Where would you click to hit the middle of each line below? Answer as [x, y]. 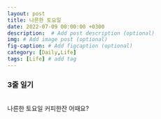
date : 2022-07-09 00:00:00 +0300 [56, 26]
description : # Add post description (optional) [81, 33]
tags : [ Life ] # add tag [42, 59]
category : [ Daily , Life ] [42, 53]
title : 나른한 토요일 [34, 20]
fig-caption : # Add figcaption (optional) [70, 46]
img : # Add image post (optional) [58, 40]
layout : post [26, 14]
